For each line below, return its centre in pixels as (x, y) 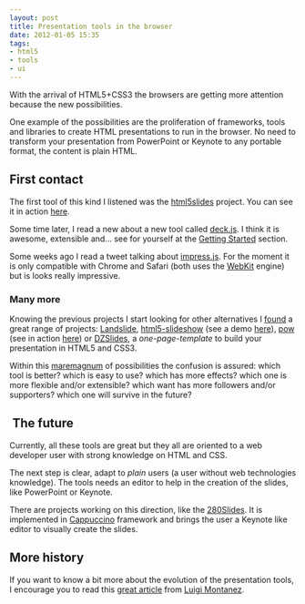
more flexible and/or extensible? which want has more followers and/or (142, 384)
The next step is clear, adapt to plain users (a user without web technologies (153, 472)
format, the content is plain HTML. (74, 150)
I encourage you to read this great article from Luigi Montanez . (127, 589)
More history (47, 558)
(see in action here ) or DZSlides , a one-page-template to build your (136, 338)
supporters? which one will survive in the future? (101, 394)
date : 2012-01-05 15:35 (55, 35)
